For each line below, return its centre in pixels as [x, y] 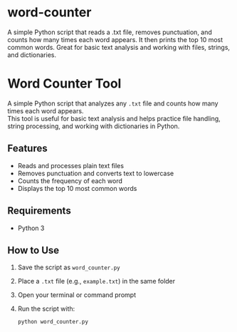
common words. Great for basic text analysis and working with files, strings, [118, 47]
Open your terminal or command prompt [77, 295]
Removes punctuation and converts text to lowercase [96, 173]
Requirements [39, 211]
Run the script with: [46, 309]
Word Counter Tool [64, 84]
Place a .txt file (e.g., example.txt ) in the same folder [96, 281]
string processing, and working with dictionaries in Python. [94, 126]
